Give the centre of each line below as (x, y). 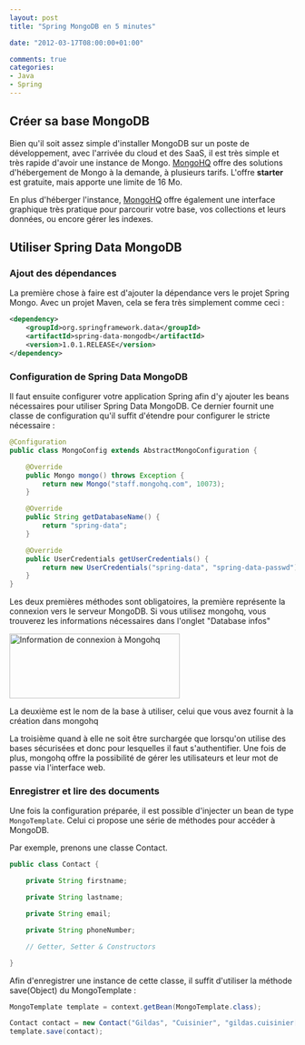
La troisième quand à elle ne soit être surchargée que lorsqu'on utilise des (148, 739)
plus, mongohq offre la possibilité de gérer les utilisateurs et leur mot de (144, 758)
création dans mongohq (54, 721)
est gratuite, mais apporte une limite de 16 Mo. (96, 182)
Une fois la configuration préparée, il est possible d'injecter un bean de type (152, 811)
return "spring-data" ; (85, 526)
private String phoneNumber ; (81, 930)
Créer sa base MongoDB (79, 121)
